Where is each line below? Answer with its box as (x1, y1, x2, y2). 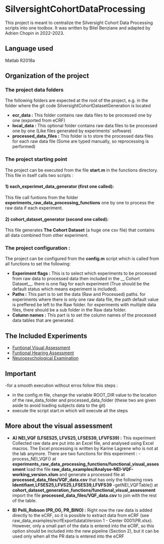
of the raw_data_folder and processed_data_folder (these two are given (12, 397, 156, 403)
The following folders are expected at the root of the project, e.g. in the (5, 97, 148, 104)
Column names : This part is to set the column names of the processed (12, 312, 157, 318)
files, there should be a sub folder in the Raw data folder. (12, 307, 127, 313)
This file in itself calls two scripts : (5, 172, 73, 178)
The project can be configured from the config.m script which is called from (5, 256, 159, 261)
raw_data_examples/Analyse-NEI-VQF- (51, 466, 134, 472)
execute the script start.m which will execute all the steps (12, 408, 128, 414)
